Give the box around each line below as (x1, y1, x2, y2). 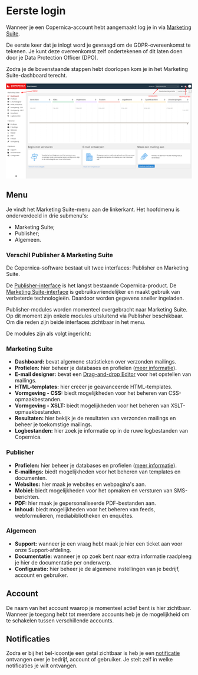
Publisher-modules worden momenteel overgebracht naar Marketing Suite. (6, 306, 187, 313)
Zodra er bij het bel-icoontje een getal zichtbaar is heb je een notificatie (6, 650, 180, 657)
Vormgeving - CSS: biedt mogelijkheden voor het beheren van (14, 390, 167, 397)
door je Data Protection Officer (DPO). (6, 54, 98, 61)
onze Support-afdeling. (14, 546, 72, 553)
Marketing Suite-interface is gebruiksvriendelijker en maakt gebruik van (6, 288, 180, 295)
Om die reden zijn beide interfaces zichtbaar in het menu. (6, 318, 146, 326)
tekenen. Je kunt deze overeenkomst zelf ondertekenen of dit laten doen (6, 47, 183, 54)
